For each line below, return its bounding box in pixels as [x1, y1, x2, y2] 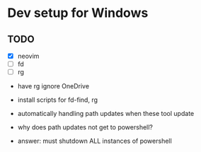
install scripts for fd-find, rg [17, 95, 98, 104]
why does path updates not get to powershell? [17, 123, 154, 131]
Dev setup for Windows [7, 5, 149, 21]
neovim [17, 52, 40, 60]
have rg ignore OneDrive [17, 82, 90, 90]
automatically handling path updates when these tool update [17, 110, 195, 118]
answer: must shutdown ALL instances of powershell [17, 136, 172, 146]
